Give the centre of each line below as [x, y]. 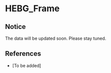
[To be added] [27, 65]
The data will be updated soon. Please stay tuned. [56, 38]
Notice [15, 27]
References [23, 54]
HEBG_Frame [32, 9]
